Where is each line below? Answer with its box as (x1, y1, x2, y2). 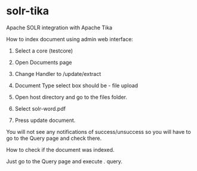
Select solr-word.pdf (14, 105, 66, 112)
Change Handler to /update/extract (14, 70, 101, 77)
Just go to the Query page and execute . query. (6, 157, 123, 165)
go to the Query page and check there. (6, 135, 102, 142)
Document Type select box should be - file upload (14, 82, 138, 89)
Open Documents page (14, 59, 73, 66)
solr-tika (6, 4, 50, 18)
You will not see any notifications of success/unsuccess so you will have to (6, 128, 191, 135)
